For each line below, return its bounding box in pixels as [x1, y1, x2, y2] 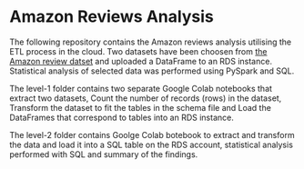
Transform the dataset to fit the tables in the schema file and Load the [9, 102, 271, 113]
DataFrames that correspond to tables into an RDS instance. [9, 112, 234, 123]
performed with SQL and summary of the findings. [9, 148, 198, 160]
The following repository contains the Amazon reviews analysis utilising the [9, 36, 292, 47]
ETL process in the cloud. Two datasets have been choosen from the [9, 45, 268, 56]
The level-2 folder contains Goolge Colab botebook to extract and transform [9, 129, 295, 140]
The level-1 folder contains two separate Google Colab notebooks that [9, 83, 273, 94]
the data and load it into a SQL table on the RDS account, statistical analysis [9, 139, 294, 150]
